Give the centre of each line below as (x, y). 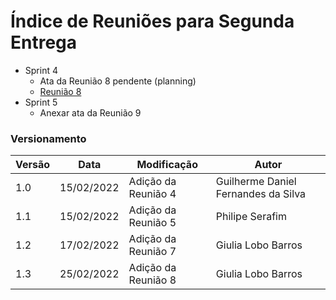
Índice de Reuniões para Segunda (152, 21)
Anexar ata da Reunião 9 (90, 112)
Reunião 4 (152, 194)
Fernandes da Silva (261, 194)
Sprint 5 (41, 102)
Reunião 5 (152, 223)
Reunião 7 (152, 252)
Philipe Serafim (251, 217)
